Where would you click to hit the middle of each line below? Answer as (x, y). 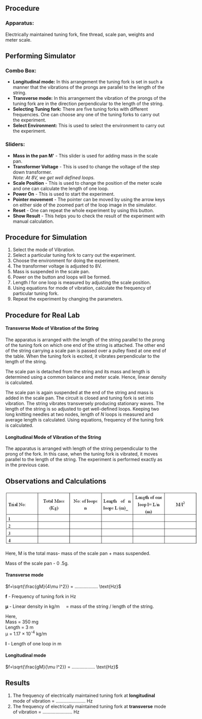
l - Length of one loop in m (33, 643)
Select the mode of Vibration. (44, 250)
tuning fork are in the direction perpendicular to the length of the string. (88, 104)
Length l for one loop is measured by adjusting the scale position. (82, 283)
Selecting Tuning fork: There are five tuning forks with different (80, 109)
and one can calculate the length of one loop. (61, 188)
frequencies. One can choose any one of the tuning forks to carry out (86, 115)
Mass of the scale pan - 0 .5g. (37, 563)
